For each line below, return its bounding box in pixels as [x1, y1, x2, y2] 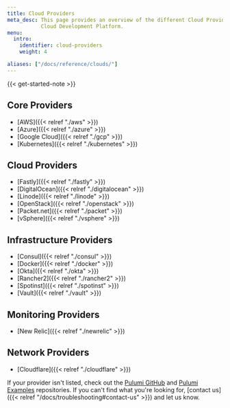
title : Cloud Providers [7, 10, 75, 17]
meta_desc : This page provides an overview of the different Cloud [7, 16, 204, 23]
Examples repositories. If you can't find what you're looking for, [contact [7, 385, 211, 394]
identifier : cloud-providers [19, 42, 103, 49]
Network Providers [7, 347, 90, 359]
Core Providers [7, 100, 73, 111]
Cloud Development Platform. [40, 23, 125, 30]
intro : [13, 36, 32, 43]
